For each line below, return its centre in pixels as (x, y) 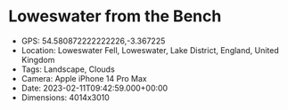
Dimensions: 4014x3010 (66, 97)
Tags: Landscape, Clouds (68, 69)
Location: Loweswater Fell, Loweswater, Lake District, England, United (150, 50)
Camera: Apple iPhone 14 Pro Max (84, 78)
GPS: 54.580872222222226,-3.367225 (93, 41)
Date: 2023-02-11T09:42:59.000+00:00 (95, 88)
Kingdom (38, 59)
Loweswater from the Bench (115, 16)
